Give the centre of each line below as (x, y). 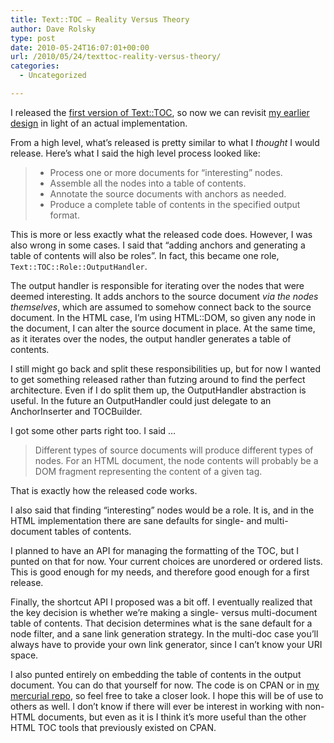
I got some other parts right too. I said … (93, 430)
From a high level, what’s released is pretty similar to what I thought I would (165, 142)
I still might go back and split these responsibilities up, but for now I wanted (165, 368)
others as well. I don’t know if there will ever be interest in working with (156, 706)
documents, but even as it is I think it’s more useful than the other (172, 717)
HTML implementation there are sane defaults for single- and (136, 520)
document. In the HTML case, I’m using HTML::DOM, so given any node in (163, 317)
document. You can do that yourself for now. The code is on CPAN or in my (165, 685)
